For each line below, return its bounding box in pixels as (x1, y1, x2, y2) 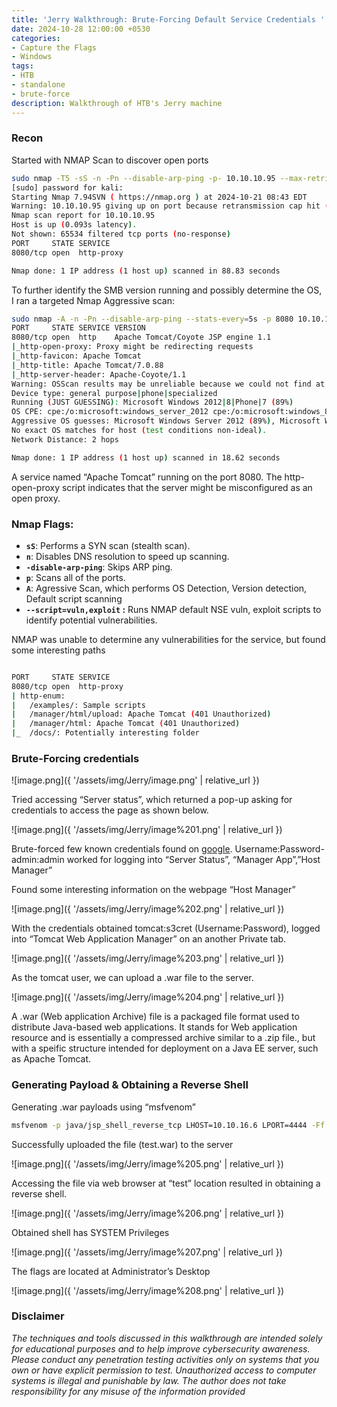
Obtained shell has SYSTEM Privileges (11, 1226, 170, 1238)
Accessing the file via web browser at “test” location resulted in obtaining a (11, 1177, 321, 1189)
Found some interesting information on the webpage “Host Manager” (11, 884, 296, 896)
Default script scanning (25, 592, 123, 605)
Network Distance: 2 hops (11, 434, 119, 445)
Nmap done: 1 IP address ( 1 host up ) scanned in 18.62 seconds (11, 452, 281, 463)
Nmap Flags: (11, 517, 74, 531)
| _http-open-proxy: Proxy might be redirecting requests (11, 342, 254, 352)
